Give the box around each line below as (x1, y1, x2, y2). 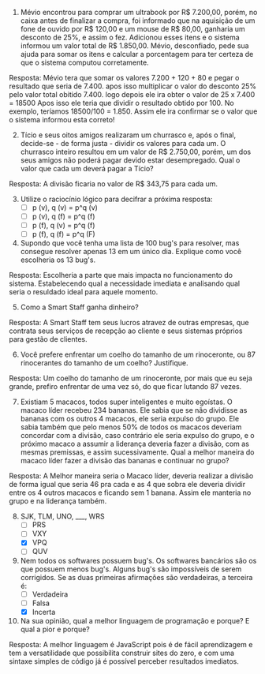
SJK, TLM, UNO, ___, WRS (20, 511, 105, 521)
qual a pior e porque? (20, 624, 90, 634)
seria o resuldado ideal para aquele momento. (9, 287, 159, 297)
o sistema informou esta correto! (9, 115, 115, 124)
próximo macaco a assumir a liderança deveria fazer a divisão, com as (20, 439, 249, 449)
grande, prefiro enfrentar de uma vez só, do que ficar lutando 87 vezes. (9, 382, 242, 391)
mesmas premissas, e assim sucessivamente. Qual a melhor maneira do (20, 447, 255, 457)
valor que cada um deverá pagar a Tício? (20, 164, 154, 173)
